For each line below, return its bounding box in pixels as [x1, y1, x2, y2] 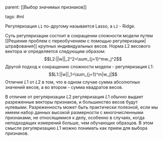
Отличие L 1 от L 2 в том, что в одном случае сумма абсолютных [5, 79, 140, 85]
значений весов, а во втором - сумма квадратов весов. [5, 85, 123, 90]
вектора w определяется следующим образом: [5, 49, 106, 54]
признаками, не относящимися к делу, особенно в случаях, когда [5, 115, 145, 120]
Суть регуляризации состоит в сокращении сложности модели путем [5, 33, 153, 38]
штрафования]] [5, 43, 38, 49]
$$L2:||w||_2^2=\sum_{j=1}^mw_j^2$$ [44, 56, 122, 62]
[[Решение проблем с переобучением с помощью [5, 38, 112, 44]
